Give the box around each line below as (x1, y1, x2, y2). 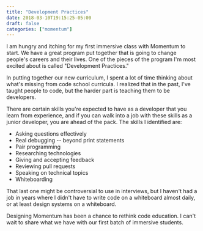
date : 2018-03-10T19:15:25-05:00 (6, 15, 92, 21)
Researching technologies (15, 150, 81, 157)
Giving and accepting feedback (15, 156, 95, 164)
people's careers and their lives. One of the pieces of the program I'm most (6, 56, 196, 63)
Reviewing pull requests (15, 163, 76, 170)
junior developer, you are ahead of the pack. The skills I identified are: (6, 119, 182, 126)
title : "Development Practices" (6, 9, 89, 15)
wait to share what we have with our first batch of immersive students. (6, 219, 183, 226)
